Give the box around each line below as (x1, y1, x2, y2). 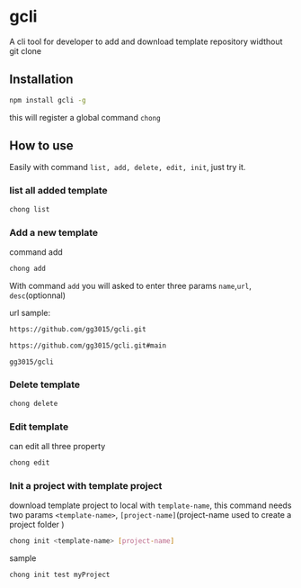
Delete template (9, 378, 81, 391)
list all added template (9, 185, 108, 197)
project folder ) (9, 520, 65, 530)
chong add (9, 264, 47, 273)
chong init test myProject (9, 570, 111, 579)
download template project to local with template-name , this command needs (9, 500, 292, 511)
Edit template (9, 421, 69, 433)
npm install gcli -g (9, 95, 87, 104)
